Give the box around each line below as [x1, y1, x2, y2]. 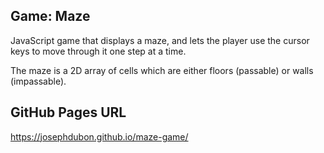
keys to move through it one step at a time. [10, 45, 187, 57]
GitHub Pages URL [10, 104, 127, 121]
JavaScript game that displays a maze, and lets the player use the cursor [10, 34, 310, 46]
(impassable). [10, 75, 67, 87]
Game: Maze [10, 8, 91, 25]
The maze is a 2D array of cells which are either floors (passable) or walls [10, 64, 314, 76]
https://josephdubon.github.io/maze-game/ [10, 130, 189, 143]
